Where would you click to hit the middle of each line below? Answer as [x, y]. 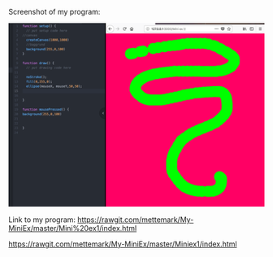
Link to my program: [42, 220]
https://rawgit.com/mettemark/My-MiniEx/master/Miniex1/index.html [123, 244]
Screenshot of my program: [54, 12]
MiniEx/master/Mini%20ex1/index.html [73, 229]
